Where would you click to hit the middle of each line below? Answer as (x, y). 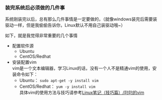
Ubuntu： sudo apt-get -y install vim (59, 81)
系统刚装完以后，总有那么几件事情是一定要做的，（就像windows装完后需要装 (81, 19)
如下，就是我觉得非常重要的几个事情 (41, 35)
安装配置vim (24, 62)
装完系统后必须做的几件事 (35, 7)
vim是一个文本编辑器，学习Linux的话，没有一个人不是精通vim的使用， (82, 68)
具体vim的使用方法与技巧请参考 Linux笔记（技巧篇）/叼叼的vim (82, 93)
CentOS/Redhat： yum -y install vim (57, 86)
